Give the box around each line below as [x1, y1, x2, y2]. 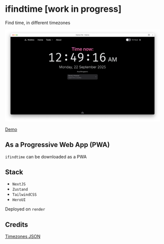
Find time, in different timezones [5, 20, 70, 26]
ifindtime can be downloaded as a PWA [5, 153, 87, 159]
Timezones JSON [5, 234, 41, 240]
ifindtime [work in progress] [5, 3, 122, 15]
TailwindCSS [12, 192, 37, 197]
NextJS [12, 182, 26, 187]
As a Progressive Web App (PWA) [5, 141, 110, 149]
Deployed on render [5, 206, 46, 212]
